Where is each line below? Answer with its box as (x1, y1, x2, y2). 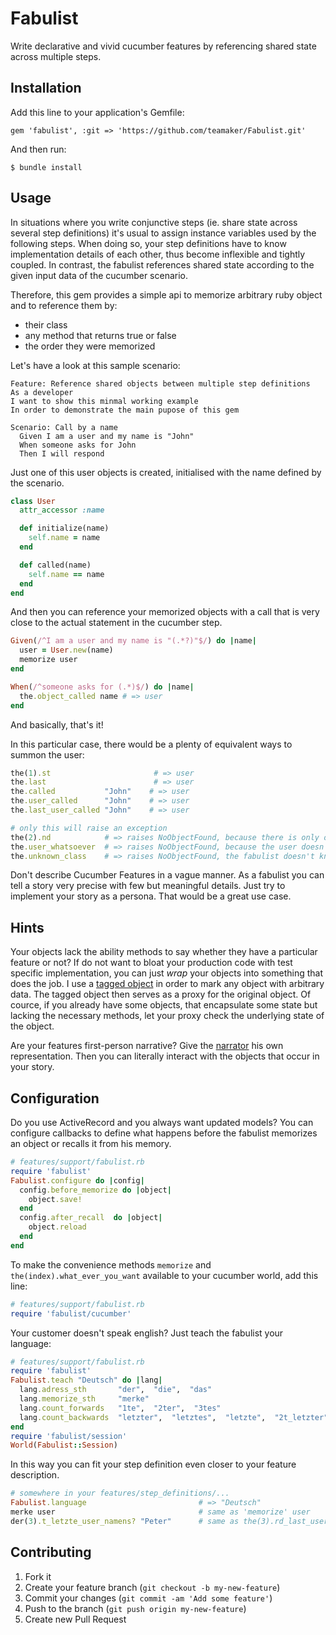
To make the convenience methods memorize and (10, 1258, 212, 1271)
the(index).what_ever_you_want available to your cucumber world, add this (10, 1269, 319, 1281)
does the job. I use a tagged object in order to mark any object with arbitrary (10, 978, 325, 990)
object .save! (28, 1194, 83, 1204)
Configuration (10, 1090, 100, 1107)
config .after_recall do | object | (19, 1213, 163, 1223)
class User (10, 496, 56, 506)
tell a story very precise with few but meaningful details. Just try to (10, 880, 286, 892)
